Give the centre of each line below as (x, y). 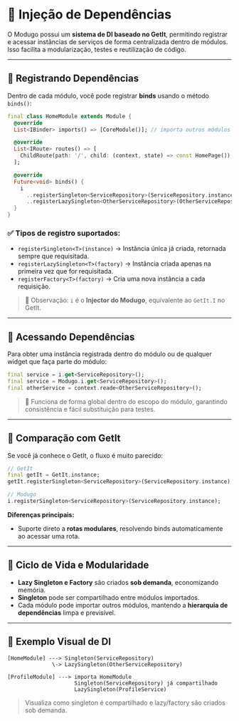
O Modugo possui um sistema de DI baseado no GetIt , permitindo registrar (117, 34)
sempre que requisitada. (53, 256)
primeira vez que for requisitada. (65, 271)
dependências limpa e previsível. (67, 613)
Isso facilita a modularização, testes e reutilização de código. (97, 49)
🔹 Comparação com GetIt (64, 439)
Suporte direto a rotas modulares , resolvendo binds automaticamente (120, 528)
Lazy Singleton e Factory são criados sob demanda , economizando (118, 582)
